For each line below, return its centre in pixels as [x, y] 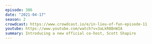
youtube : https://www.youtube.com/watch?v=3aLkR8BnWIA [64, 29]
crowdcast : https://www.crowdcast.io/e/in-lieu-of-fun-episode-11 [76, 24]
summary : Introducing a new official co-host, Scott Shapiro [71, 33]
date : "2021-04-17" [26, 15]
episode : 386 [19, 10]
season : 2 [16, 19]
